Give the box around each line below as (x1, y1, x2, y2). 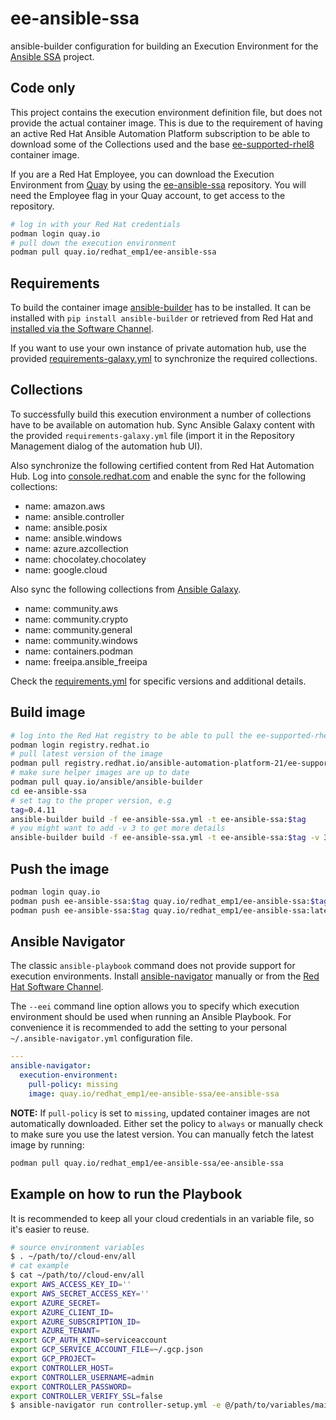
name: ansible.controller (24, 510, 125, 522)
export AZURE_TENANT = (10, 1326, 101, 1336)
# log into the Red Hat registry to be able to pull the (10, 730, 253, 741)
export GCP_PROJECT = (10, 1354, 97, 1364)
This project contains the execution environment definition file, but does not (10, 106, 323, 118)
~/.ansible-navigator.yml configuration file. (10, 1032, 193, 1044)
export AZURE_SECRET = (10, 1298, 101, 1308)
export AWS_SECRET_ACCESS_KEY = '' (10, 1288, 150, 1299)
